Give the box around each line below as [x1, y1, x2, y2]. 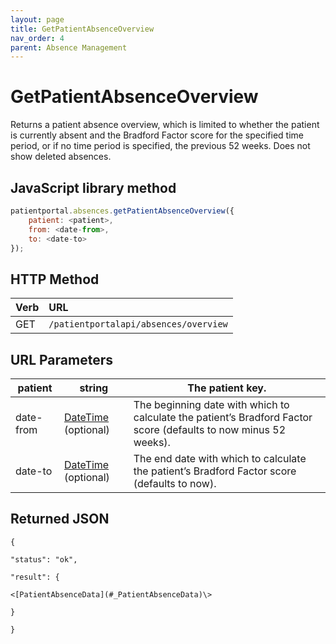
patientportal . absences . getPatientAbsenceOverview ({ [10, 206, 235, 216]
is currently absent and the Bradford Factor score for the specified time [10, 129, 304, 141]
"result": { [10, 572, 60, 582]
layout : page [10, 14, 65, 25]
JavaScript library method [10, 179, 177, 196]
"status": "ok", [10, 554, 78, 565]
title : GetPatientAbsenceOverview [10, 24, 155, 34]
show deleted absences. [10, 151, 112, 163]
